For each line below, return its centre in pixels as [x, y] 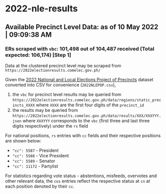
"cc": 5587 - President [35, 150]
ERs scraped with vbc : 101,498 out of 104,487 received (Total [80, 48]
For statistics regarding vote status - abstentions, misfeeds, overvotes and [81, 176]
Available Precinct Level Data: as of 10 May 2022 [82, 27]
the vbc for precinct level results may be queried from [67, 94]
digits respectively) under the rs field [50, 126]
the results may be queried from [45, 110]
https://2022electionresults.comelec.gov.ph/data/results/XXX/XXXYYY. [87, 116]
